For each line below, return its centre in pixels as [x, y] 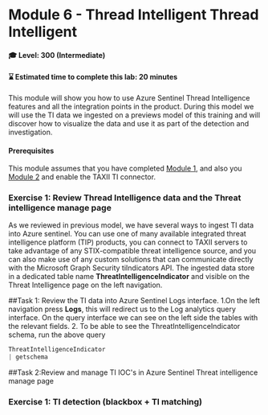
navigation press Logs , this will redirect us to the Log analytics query [122, 309]
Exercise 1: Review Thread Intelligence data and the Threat [125, 198]
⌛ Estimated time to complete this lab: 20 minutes [93, 77]
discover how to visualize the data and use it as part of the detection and [129, 123]
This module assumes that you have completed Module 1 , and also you [125, 168]
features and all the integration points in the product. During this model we [131, 106]
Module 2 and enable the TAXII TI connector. [82, 177]
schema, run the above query [57, 335]
